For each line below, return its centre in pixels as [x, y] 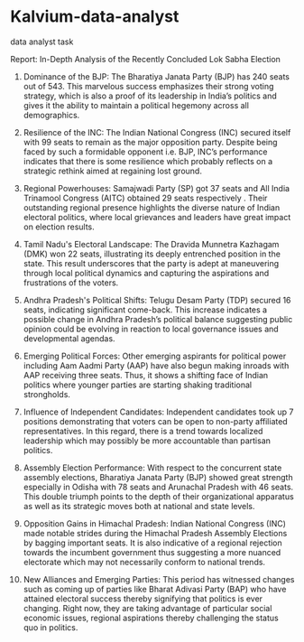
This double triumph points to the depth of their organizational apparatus [158, 496]
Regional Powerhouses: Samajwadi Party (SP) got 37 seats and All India [157, 188]
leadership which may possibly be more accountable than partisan [147, 441]
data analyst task [42, 42]
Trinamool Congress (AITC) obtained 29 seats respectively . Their [145, 198]
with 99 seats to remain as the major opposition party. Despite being [150, 142]
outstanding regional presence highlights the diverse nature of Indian [152, 207]
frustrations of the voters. [71, 283]
